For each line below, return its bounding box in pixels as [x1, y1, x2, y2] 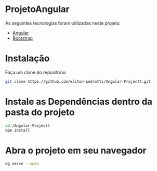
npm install [5, 128, 30, 133]
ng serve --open [5, 161, 39, 166]
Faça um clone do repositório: [5, 69, 67, 75]
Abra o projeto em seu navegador [5, 144, 146, 156]
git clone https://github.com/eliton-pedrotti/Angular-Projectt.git [5, 79, 151, 84]
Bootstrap [12, 35, 33, 41]
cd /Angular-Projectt [5, 123, 50, 128]
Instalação [5, 53, 50, 64]
